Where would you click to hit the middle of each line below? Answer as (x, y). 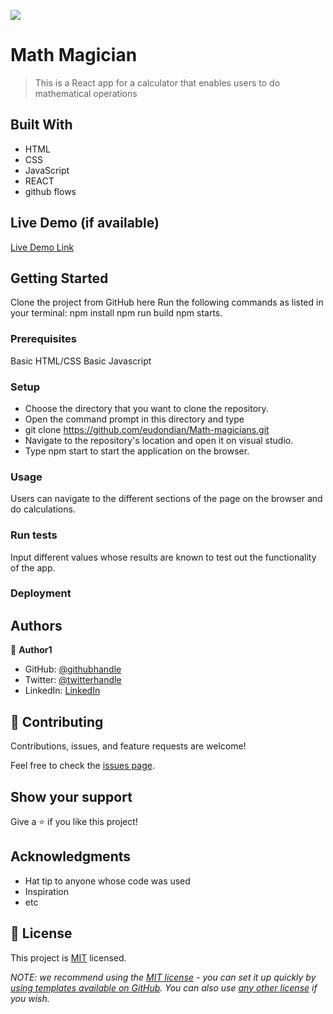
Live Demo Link (42, 247)
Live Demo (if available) (85, 223)
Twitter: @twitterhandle (73, 680)
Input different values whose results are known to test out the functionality (163, 557)
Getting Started (59, 278)
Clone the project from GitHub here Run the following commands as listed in (167, 302)
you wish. (30, 998)
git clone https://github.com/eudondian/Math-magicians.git (147, 429)
